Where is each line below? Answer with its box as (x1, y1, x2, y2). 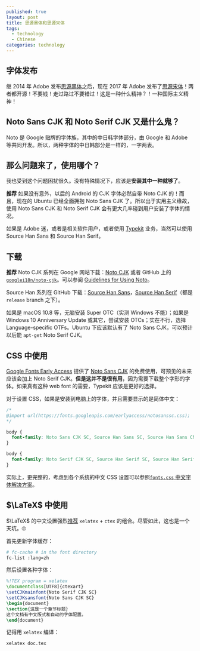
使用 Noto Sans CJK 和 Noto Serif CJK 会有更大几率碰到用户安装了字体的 (6, 205, 185, 212)
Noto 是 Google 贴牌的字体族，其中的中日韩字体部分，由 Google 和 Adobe (6, 134, 188, 141)
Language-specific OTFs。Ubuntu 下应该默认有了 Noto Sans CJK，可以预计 (6, 324, 193, 331)
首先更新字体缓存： (6, 537, 54, 544)
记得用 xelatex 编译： (6, 628, 60, 636)
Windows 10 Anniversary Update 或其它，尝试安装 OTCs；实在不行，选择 (6, 317, 186, 324)
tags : (6, 25, 20, 32)
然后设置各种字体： (6, 566, 54, 573)
